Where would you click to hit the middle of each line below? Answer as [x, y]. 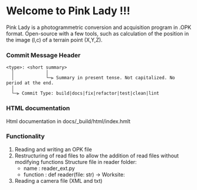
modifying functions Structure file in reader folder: [75, 162]
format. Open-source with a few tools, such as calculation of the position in [98, 33]
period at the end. [30, 83]
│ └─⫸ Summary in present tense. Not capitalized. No [93, 78]
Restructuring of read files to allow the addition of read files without [96, 156]
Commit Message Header [43, 55]
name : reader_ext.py [49, 168]
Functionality [26, 136]
